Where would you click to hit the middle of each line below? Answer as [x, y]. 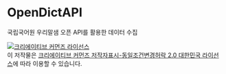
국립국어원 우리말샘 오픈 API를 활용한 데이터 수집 [72, 32]
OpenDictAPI [45, 13]
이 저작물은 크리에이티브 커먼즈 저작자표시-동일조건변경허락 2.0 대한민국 [104, 55]
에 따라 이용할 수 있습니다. [47, 63]
